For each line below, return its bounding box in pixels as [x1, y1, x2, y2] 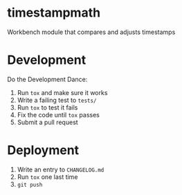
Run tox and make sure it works [17, 88, 108, 96]
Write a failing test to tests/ [17, 96, 97, 104]
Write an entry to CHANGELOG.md [17, 165, 104, 173]
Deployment [7, 142, 80, 158]
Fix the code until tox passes [17, 110, 100, 119]
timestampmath [7, 5, 101, 21]
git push [17, 181, 43, 188]
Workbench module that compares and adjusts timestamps [7, 28, 176, 36]
